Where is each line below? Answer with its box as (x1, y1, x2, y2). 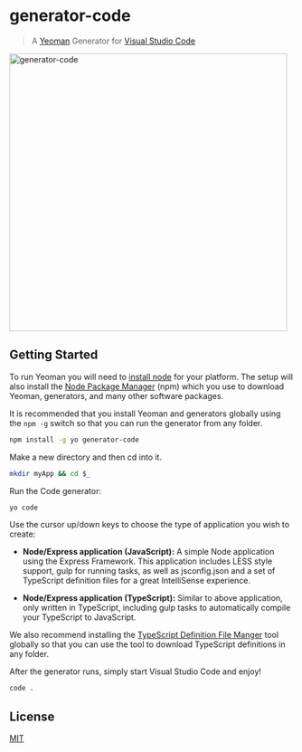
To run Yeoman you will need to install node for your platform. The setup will (9, 371, 294, 382)
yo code (9, 503, 39, 512)
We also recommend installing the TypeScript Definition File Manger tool (9, 630, 278, 641)
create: (9, 528, 36, 539)
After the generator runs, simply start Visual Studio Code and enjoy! (9, 666, 262, 677)
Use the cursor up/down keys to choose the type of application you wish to (9, 519, 290, 530)
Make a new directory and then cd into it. (9, 452, 163, 462)
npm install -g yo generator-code (9, 435, 140, 444)
